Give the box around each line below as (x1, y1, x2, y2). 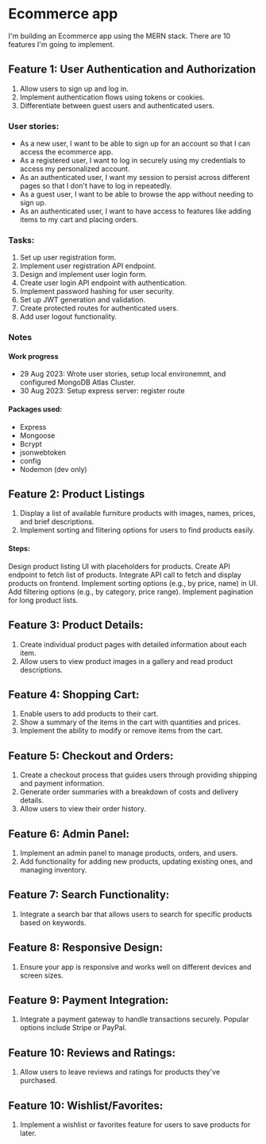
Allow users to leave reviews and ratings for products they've (19, 1068, 221, 1077)
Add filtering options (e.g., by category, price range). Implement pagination (8, 587, 254, 596)
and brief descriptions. (19, 517, 94, 526)
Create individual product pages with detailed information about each (19, 639, 248, 649)
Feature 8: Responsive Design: (8, 941, 164, 955)
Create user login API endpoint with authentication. (19, 278, 187, 287)
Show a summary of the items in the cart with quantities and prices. (19, 717, 241, 727)
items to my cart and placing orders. (19, 215, 139, 225)
